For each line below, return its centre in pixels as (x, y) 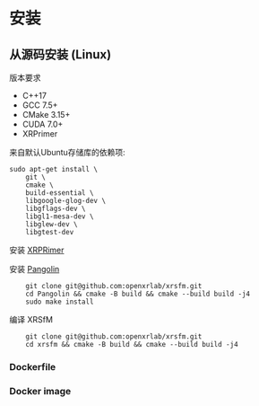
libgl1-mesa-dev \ (60, 216)
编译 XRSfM (31, 319)
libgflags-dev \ (56, 208)
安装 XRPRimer (37, 250)
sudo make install (60, 302)
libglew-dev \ (52, 225)
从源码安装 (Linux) (60, 54)
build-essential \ (60, 193)
